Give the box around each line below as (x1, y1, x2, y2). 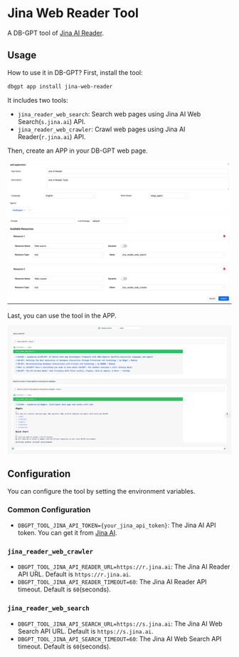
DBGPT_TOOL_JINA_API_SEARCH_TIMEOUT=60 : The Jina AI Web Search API (17, 634, 222, 643)
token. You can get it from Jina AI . (17, 529, 117, 537)
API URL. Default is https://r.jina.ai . (17, 570, 132, 579)
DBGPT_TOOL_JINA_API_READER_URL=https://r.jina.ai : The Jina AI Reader (17, 562, 230, 571)
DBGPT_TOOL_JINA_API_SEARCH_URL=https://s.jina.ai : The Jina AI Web (17, 619, 223, 628)
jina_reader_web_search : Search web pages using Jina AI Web (17, 109, 201, 118)
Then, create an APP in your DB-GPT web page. (7, 146, 148, 155)
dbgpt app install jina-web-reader (7, 83, 113, 90)
